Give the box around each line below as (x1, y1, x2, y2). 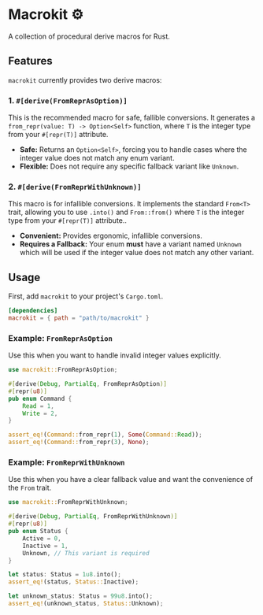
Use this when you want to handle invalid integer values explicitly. (8, 350, 222, 360)
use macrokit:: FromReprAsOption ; (8, 366, 118, 374)
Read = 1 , (22, 402, 55, 410)
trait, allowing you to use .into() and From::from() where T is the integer (8, 207, 245, 217)
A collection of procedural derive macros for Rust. (8, 31, 171, 41)
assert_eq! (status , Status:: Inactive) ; (8, 578, 139, 586)
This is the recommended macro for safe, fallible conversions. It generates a (8, 113, 256, 123)
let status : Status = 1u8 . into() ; (8, 571, 122, 579)
